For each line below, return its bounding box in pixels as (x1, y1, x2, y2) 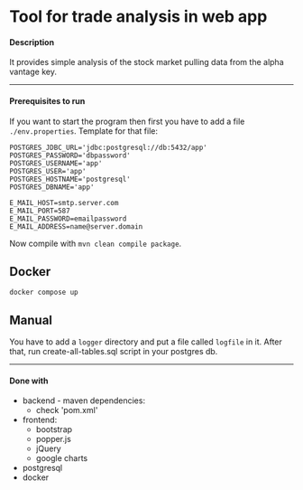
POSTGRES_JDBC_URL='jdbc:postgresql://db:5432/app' (9, 143, 207, 152)
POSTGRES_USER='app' (9, 166, 87, 175)
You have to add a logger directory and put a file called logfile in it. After (9, 336, 282, 347)
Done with (9, 375, 49, 386)
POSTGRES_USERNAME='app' (9, 158, 103, 168)
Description (9, 36, 55, 47)
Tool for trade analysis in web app (9, 6, 268, 27)
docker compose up (9, 287, 78, 297)
